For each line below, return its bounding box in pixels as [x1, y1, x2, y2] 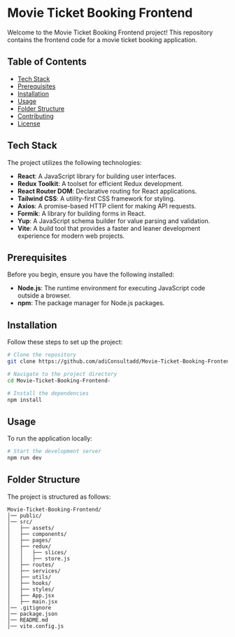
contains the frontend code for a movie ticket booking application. [7, 35, 198, 43]
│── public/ [7, 512, 42, 519]
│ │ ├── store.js [7, 555, 71, 562]
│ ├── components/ [7, 530, 68, 537]
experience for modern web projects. [17, 232, 125, 240]
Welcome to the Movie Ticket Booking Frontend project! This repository [7, 28, 213, 36]
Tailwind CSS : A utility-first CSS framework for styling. [17, 194, 176, 203]
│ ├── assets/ [7, 524, 55, 531]
